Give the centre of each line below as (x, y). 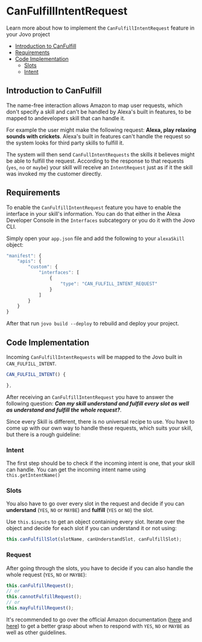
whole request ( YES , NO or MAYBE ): (47, 574)
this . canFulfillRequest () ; (40, 585)
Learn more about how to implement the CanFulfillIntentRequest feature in (100, 28)
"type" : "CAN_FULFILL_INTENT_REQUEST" (109, 284)
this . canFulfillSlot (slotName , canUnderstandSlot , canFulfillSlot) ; (94, 539)
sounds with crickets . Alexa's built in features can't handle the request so (99, 136)
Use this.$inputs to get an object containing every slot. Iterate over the (96, 522)
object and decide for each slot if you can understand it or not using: (91, 528)
